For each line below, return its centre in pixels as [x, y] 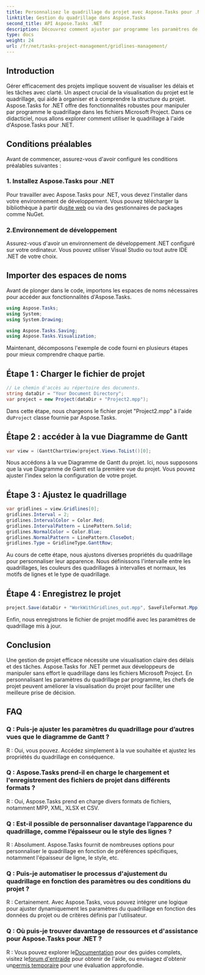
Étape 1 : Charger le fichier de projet [76, 374]
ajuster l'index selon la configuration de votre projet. [72, 476]
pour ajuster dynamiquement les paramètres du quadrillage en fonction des [101, 909]
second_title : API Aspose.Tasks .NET [54, 23]
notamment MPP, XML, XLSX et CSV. [53, 808]
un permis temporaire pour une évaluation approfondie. [75, 965]
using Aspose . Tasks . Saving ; [42, 331]
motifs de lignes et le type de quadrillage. [59, 574]
